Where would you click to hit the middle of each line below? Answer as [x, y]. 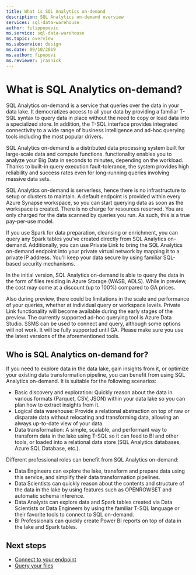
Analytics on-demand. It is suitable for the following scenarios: [81, 381]
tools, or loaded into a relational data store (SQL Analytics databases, [97, 442]
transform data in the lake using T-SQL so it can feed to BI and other [97, 436]
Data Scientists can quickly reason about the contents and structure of [99, 484]
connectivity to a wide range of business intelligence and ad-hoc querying [95, 130]
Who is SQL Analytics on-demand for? [77, 354]
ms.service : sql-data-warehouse [45, 33]
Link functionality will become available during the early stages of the [90, 311]
